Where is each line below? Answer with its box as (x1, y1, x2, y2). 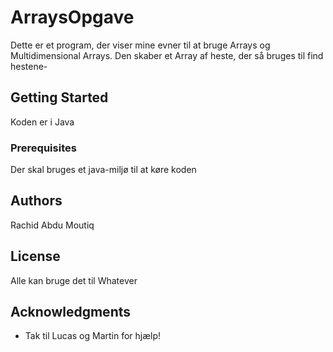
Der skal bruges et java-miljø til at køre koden (10, 164, 197, 176)
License (10, 248, 61, 265)
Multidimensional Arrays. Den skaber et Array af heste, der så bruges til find (10, 49, 324, 61)
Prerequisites (10, 141, 77, 155)
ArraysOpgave (10, 6, 135, 29)
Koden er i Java (10, 116, 75, 128)
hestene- (10, 60, 48, 72)
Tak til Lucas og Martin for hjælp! (24, 330, 162, 342)
